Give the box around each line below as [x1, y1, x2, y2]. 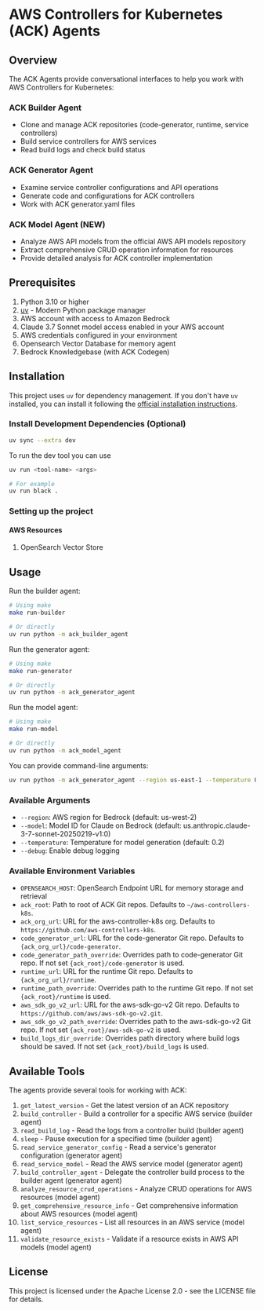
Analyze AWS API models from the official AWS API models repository [20, 236, 246, 246]
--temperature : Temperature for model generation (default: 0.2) [20, 837, 226, 847]
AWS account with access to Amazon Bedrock [20, 313, 171, 323]
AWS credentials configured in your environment [20, 330, 178, 339]
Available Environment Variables [9, 865, 136, 876]
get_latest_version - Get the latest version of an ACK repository [20, 1101, 230, 1111]
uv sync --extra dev [9, 436, 77, 445]
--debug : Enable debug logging [20, 846, 120, 855]
